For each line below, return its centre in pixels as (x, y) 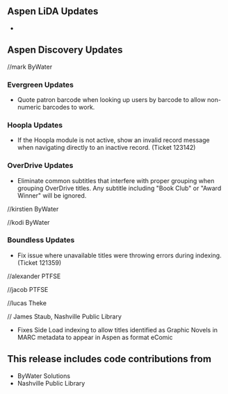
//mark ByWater (30, 67)
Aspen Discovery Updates (65, 50)
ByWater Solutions (44, 376)
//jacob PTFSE (28, 289)
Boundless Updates (41, 240)
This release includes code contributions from (109, 359)
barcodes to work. (69, 107)
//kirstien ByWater (33, 209)
